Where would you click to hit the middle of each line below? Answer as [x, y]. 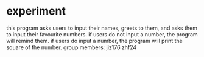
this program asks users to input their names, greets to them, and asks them [102, 28]
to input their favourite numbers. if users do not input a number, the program [102, 34]
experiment [36, 11]
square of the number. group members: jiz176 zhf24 [72, 47]
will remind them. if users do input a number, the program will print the [94, 41]
